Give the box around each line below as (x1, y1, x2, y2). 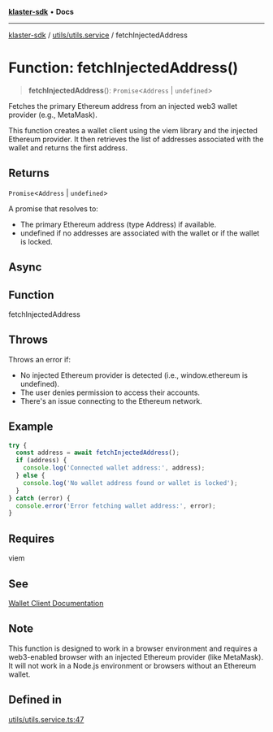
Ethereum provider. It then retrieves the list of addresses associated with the (8, 134, 264, 144)
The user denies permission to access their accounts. (19, 388, 201, 397)
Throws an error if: (8, 354, 71, 364)
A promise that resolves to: (8, 203, 99, 214)
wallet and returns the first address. (8, 142, 128, 153)
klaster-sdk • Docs (8, 7, 75, 16)
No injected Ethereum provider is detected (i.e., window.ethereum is (19, 370, 248, 380)
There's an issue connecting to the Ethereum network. (19, 396, 203, 405)
